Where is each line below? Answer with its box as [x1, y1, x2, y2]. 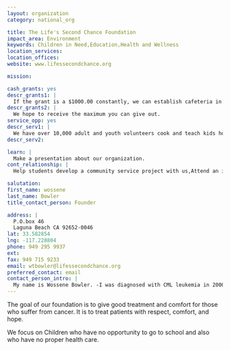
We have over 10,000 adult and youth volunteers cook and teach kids [13, 129, 216, 137]
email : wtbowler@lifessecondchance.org [7, 262, 121, 269]
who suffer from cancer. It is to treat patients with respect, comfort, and [7, 308, 209, 316]
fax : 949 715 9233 [7, 256, 60, 263]
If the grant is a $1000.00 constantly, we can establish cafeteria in [13, 98, 222, 105]
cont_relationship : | [7, 162, 69, 168]
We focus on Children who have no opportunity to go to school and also [7, 328, 210, 336]
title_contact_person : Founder [7, 199, 97, 206]
